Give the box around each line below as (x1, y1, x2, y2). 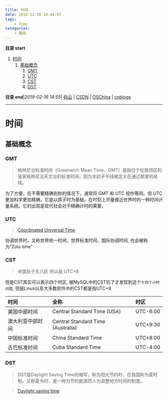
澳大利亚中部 (7, 318, 38, 325)
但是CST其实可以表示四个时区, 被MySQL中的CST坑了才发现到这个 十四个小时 (5, 279, 160, 285)
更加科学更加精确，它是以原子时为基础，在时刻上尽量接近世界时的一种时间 (5, 196, 158, 202)
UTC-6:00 (135, 308, 160, 315)
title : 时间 (5, 7, 28, 13)
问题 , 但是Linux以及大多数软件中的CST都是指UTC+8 (5, 286, 111, 292)
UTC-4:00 (135, 344, 160, 351)
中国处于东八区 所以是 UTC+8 (17, 269, 79, 275)
